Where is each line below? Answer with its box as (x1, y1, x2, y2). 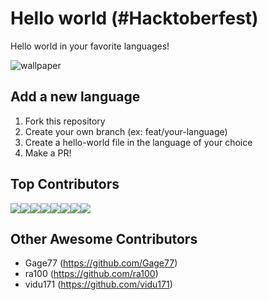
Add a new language (10, 88, 141, 106)
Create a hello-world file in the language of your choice (24, 136, 253, 148)
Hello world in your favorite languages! (10, 40, 170, 52)
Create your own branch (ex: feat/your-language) (24, 125, 228, 137)
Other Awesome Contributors (10, 230, 198, 247)
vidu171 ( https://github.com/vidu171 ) (24, 278, 173, 291)
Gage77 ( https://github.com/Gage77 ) (24, 257, 178, 269)
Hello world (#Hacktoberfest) (10, 7, 259, 30)
